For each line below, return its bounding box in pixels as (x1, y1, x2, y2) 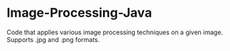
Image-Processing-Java (6, 5, 153, 21)
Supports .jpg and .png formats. (6, 35, 100, 43)
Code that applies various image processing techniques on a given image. (6, 28, 224, 36)
